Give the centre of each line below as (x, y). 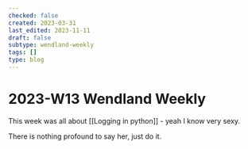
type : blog (26, 60)
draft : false (30, 38)
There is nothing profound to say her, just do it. (85, 136)
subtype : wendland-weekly (51, 45)
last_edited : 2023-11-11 (49, 30)
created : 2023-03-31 (43, 23)
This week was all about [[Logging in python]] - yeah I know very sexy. (124, 120)
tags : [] (23, 52)
